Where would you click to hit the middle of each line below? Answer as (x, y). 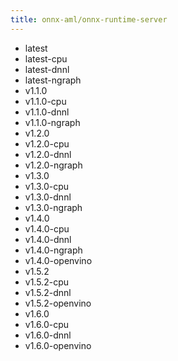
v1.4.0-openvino (58, 260)
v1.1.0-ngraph (52, 122)
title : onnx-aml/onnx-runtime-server (89, 19)
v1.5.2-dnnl (48, 292)
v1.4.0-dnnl (48, 239)
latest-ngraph (53, 80)
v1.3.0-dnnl (48, 197)
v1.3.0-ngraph (53, 207)
